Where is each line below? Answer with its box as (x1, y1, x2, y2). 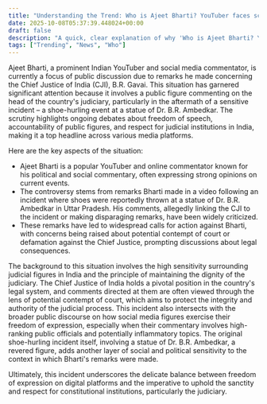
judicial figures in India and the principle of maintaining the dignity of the (8, 270, 246, 279)
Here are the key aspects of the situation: (8, 146, 144, 156)
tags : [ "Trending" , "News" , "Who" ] (8, 41, 126, 49)
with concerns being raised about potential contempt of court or (19, 229, 230, 239)
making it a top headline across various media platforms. (8, 130, 194, 140)
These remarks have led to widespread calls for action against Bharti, (19, 220, 247, 231)
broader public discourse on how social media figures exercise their (8, 312, 230, 322)
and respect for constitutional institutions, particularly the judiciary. (8, 387, 228, 396)
